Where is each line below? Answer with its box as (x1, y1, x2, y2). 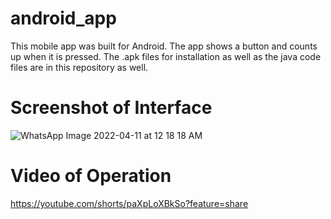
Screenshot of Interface (10, 97, 213, 119)
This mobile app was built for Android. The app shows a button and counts (10, 40, 318, 52)
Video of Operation (10, 165, 172, 187)
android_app (10, 7, 117, 30)
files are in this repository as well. (10, 61, 149, 73)
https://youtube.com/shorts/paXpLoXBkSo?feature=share (10, 197, 249, 209)
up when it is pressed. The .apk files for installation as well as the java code (10, 50, 322, 62)
